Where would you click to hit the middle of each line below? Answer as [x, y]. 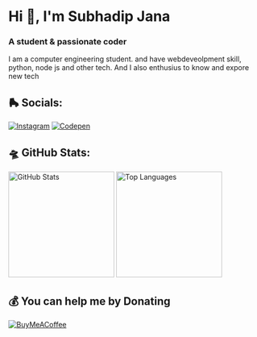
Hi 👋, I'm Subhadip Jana [89, 17]
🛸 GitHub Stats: [50, 152]
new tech [24, 77]
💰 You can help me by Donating [89, 301]
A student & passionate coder [68, 42]
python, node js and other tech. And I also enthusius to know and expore [129, 68]
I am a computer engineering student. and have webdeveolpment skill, [125, 59]
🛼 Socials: [35, 103]
